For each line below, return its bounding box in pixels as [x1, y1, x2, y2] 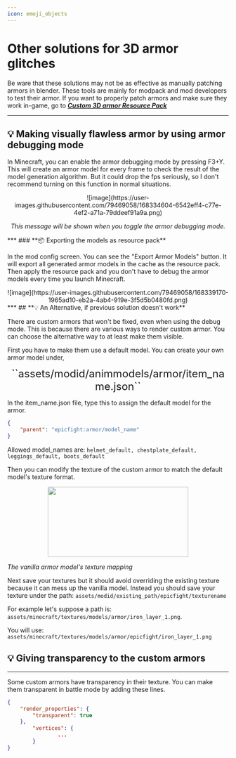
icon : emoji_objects [7, 10, 68, 18]
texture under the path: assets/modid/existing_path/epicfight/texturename [7, 592, 227, 599]
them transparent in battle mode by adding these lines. [7, 685, 166, 693]
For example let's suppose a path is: [7, 605, 112, 613]
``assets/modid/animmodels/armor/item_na [11, 367, 225, 381]
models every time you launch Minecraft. [7, 275, 126, 283]
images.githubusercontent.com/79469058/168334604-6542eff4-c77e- [14, 201, 222, 209]
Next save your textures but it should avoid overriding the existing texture [7, 577, 220, 584]
